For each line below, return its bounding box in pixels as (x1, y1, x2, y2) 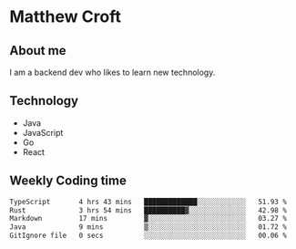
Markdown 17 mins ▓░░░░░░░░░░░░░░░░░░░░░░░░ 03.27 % (9, 214, 287, 223)
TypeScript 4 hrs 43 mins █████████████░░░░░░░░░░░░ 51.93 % (9, 197, 287, 206)
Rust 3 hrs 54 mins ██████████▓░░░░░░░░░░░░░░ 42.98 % (9, 205, 287, 215)
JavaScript (22, 127, 64, 138)
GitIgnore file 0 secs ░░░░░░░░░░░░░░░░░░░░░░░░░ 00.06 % (9, 231, 287, 241)
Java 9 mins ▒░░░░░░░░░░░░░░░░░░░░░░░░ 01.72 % (9, 223, 287, 232)
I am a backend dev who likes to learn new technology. (9, 67, 216, 78)
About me (9, 43, 66, 58)
